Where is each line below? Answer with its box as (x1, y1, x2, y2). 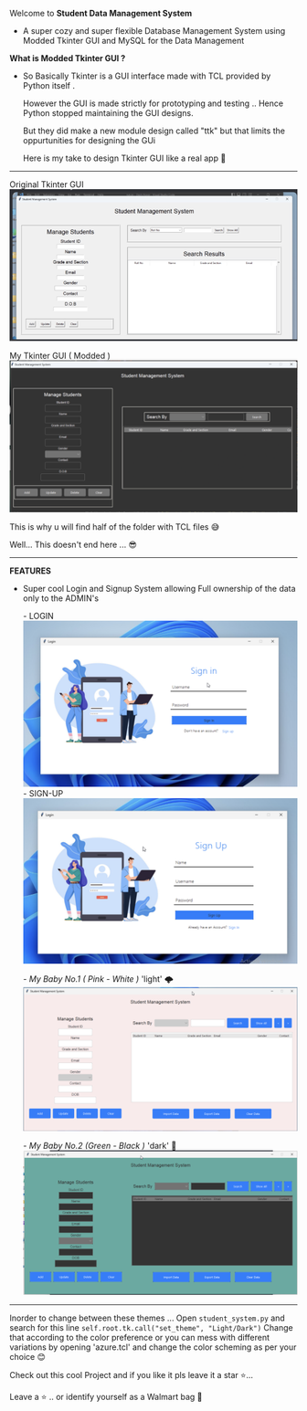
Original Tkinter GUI (9, 179, 84, 190)
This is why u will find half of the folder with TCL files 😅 (9, 521, 220, 532)
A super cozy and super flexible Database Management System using (22, 26, 286, 36)
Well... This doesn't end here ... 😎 (9, 539, 137, 551)
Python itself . (22, 80, 76, 90)
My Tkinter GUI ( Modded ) (9, 351, 111, 362)
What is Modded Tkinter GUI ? (9, 53, 126, 63)
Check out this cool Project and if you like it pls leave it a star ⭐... (9, 1369, 254, 1380)
